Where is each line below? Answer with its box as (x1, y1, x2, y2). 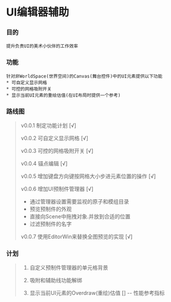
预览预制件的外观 (29, 205, 72, 212)
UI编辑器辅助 (6, 5, 70, 19)
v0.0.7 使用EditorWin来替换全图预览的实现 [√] (20, 233, 133, 241)
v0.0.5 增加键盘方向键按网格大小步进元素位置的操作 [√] (20, 172, 156, 180)
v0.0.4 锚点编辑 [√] (20, 160, 68, 167)
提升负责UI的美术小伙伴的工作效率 (6, 43, 79, 50)
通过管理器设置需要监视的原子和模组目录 (29, 198, 129, 205)
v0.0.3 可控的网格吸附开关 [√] (20, 147, 94, 155)
